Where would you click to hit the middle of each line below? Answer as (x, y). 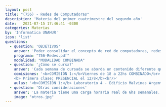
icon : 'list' (19, 37)
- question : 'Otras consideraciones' (48, 88)
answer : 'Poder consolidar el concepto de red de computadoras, (82, 51)
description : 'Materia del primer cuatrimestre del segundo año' (74, 19)
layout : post (19, 10)
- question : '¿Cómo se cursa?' (42, 65)
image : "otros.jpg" (34, 97)
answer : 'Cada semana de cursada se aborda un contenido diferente (85, 70)
